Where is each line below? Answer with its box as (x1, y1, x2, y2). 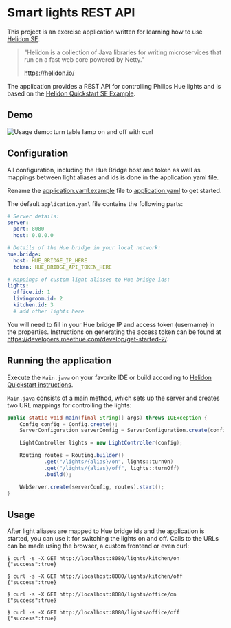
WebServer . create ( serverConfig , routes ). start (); (19, 483, 165, 491)
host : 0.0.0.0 (13, 232, 54, 239)
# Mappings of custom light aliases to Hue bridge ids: (7, 276, 170, 283)
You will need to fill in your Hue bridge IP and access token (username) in (7, 320, 215, 328)
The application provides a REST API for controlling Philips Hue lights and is (7, 82, 221, 90)
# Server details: (7, 213, 60, 220)
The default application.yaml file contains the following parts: (7, 199, 184, 208)
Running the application (7, 355, 112, 367)
